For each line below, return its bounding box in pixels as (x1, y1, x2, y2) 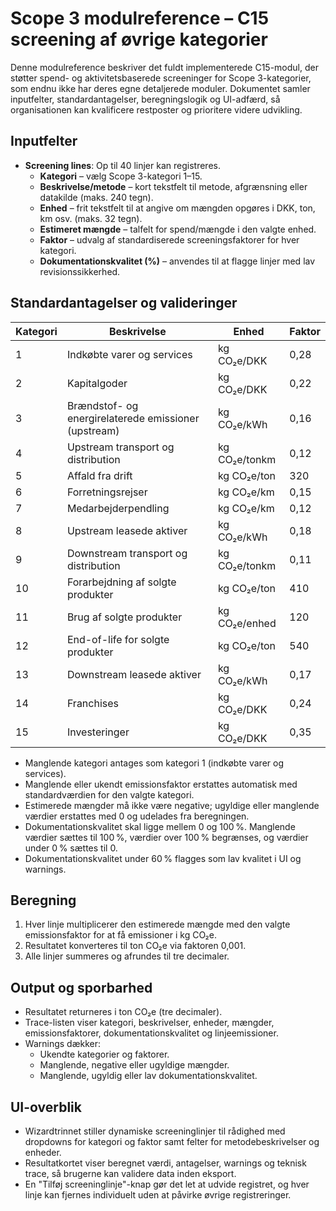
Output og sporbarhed (10, 979, 153, 996)
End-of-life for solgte (66, 632, 170, 646)
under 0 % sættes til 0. (24, 842, 118, 854)
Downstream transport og (66, 546, 188, 560)
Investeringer (66, 725, 130, 739)
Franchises (66, 696, 120, 710)
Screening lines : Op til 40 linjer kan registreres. (24, 159, 221, 171)
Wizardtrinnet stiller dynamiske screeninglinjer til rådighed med (24, 1125, 286, 1137)
